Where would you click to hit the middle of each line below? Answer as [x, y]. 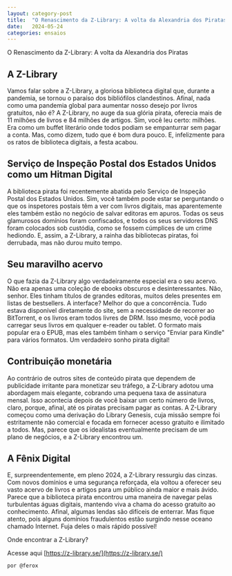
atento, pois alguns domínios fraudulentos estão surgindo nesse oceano [110, 519]
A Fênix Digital [39, 458]
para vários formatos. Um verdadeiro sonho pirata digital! [89, 340]
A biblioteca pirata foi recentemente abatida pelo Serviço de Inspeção [107, 191]
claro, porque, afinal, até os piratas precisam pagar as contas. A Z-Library [112, 407]
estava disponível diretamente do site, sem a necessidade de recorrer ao [111, 310]
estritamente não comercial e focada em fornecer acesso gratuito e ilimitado [116, 422]
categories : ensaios [37, 33]
